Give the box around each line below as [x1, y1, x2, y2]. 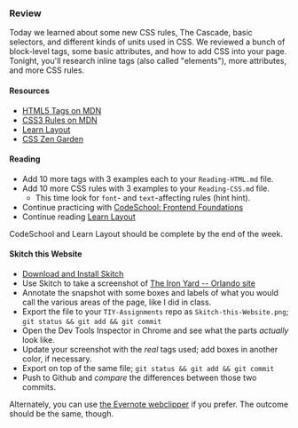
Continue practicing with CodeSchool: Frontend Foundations [21, 202, 244, 212]
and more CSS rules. [9, 65, 85, 75]
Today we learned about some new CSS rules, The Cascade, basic [9, 28, 253, 38]
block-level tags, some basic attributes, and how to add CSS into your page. [9, 46, 287, 57]
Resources [9, 85, 51, 96]
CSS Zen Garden [21, 133, 84, 144]
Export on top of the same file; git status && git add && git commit [21, 362, 275, 373]
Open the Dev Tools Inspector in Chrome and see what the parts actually [21, 325, 289, 336]
